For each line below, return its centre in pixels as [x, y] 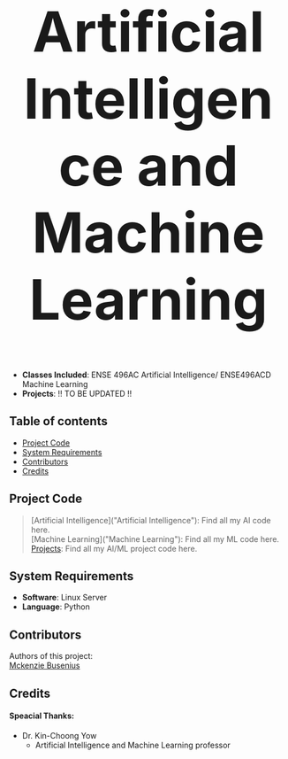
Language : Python [56, 607]
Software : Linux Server [64, 598]
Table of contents [58, 421]
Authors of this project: [51, 656]
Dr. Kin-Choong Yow [59, 735]
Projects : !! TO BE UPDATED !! [77, 394]
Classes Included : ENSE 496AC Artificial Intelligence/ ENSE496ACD [147, 375]
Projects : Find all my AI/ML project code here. [114, 548]
